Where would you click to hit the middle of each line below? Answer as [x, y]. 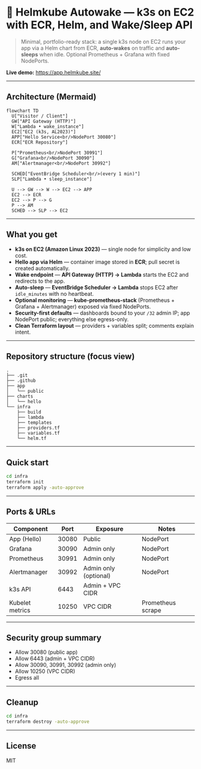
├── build [29, 412]
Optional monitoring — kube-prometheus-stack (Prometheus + [95, 300]
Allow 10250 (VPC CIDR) [45, 671]
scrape [151, 610]
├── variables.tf [39, 433]
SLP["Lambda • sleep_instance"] [52, 179]
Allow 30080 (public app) [46, 652]
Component [31, 529]
